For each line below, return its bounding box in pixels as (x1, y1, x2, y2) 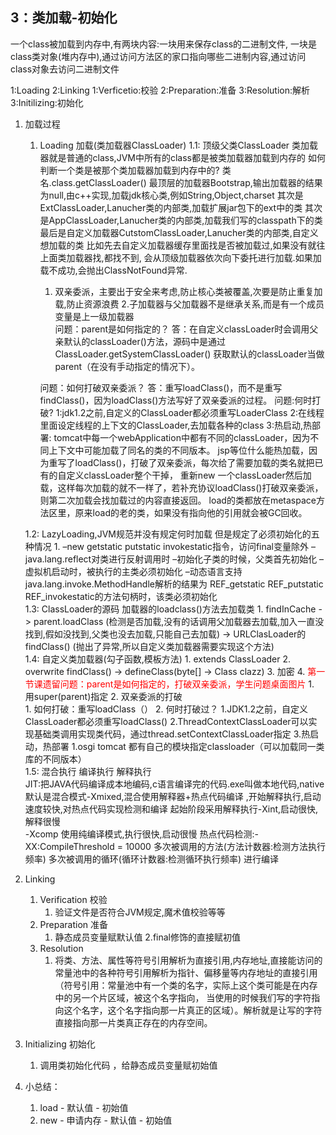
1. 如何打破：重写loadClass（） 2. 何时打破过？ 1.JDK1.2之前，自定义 (24, 703, 308, 715)
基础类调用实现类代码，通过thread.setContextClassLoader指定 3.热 (33, 728, 311, 740)
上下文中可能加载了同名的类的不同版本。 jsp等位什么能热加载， (48, 444, 309, 456)
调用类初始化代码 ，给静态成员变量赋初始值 (39, 1059, 218, 1071)
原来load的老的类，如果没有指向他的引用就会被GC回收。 (74, 506, 308, 518)
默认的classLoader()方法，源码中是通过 (63, 335, 226, 347)
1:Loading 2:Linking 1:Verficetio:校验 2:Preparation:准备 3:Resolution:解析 (10, 84, 311, 96)
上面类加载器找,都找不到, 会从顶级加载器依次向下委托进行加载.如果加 (39, 251, 322, 263)
